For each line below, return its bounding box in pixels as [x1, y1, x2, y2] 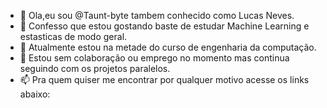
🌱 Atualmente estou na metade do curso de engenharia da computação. [19, 41, 317, 53]
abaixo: [19, 88, 51, 100]
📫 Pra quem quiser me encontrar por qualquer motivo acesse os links [19, 74, 310, 85]
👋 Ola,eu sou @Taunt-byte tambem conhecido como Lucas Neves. [19, 10, 295, 21]
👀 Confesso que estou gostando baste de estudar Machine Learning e [19, 20, 310, 32]
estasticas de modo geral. [19, 31, 128, 42]
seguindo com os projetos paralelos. [19, 63, 171, 74]
